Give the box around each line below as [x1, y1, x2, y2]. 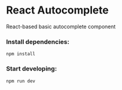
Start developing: [6, 65, 57, 73]
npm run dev [6, 78, 35, 84]
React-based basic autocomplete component [6, 23, 116, 30]
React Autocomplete [6, 4, 109, 17]
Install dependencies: [6, 38, 70, 46]
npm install [6, 51, 35, 57]
